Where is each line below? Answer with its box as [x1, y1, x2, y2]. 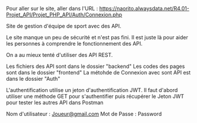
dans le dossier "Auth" [6, 76, 61, 82]
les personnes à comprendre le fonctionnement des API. [6, 40, 143, 47]
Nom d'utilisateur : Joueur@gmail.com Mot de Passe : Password [6, 111, 162, 117]
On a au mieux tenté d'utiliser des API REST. [6, 52, 113, 58]
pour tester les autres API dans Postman [6, 99, 104, 106]
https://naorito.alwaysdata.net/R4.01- [99, 5, 189, 12]
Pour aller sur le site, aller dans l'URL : [6, 5, 98, 12]
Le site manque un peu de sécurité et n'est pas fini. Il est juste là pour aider [6, 34, 188, 40]
